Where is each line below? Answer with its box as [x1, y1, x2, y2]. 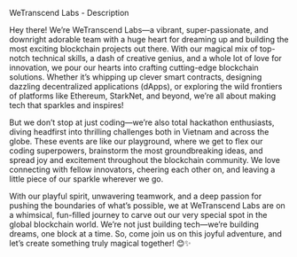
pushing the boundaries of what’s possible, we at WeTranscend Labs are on [9, 200, 285, 211]
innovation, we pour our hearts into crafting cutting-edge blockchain [9, 62, 259, 73]
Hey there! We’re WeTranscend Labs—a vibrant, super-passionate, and [9, 25, 269, 35]
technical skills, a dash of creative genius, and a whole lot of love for [32, 53, 282, 63]
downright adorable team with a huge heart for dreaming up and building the [9, 35, 290, 44]
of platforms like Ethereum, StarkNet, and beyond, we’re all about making [9, 90, 277, 101]
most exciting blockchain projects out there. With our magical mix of [9, 43, 259, 54]
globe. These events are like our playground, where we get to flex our [9, 136, 263, 146]
